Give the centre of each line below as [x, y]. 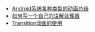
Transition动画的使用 [37, 23]
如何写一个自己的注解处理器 [46, 16]
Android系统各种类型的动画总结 [50, 8]
